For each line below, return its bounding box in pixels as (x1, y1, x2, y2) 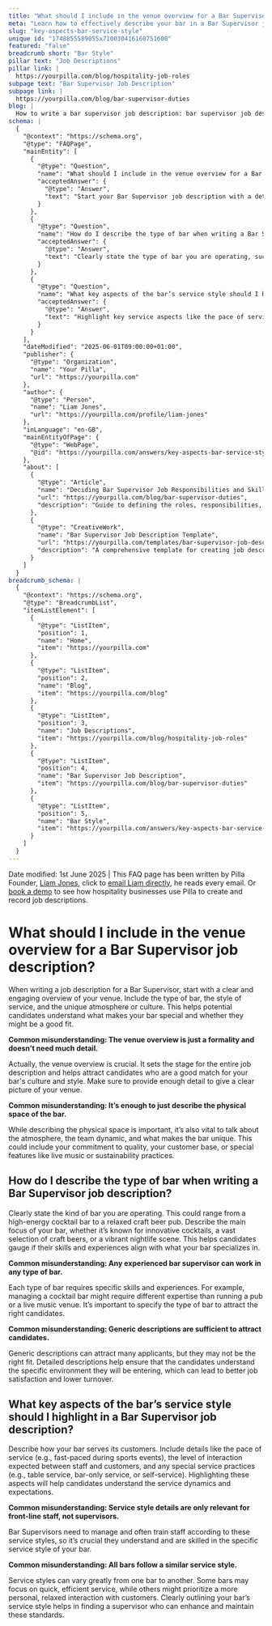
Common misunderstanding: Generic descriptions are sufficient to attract (8, 1324, 261, 1334)
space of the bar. (8, 1109, 67, 1119)
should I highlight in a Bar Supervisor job (8, 1410, 217, 1424)
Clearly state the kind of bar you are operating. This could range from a (8, 1208, 246, 1218)
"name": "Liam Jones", (29, 403, 107, 411)
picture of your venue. (8, 1085, 83, 1094)
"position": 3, (37, 720, 89, 728)
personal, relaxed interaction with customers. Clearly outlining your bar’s (8, 1593, 251, 1603)
